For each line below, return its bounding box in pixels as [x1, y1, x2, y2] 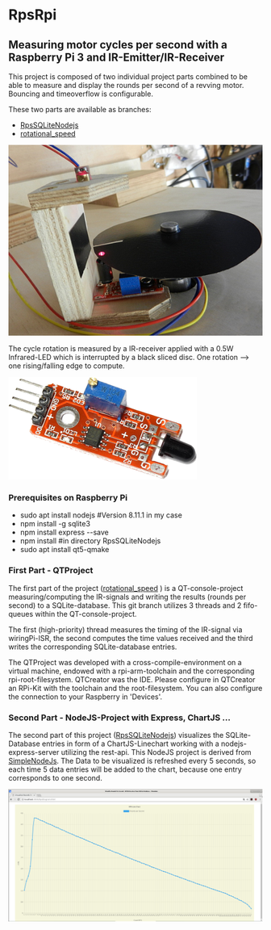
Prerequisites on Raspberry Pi [8, 492, 127, 503]
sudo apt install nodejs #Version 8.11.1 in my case [19, 510, 183, 520]
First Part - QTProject [8, 565, 94, 576]
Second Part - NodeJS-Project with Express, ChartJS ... [8, 712, 231, 723]
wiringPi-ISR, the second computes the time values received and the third [8, 633, 253, 643]
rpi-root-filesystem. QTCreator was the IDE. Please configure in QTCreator [8, 674, 256, 684]
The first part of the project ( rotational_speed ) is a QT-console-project [8, 583, 244, 593]
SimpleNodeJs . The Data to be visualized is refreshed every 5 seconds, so [8, 756, 256, 765]
